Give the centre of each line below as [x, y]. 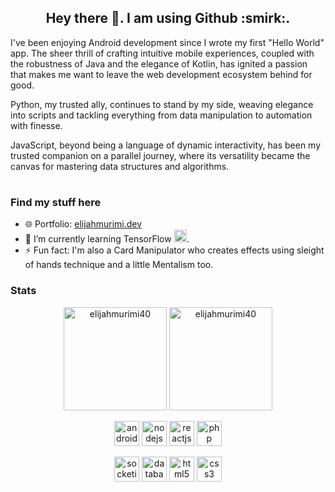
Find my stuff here [56, 202]
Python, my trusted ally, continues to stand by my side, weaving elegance [162, 104]
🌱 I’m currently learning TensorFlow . [107, 239]
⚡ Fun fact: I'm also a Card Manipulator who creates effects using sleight [174, 250]
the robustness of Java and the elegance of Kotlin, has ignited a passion [159, 63]
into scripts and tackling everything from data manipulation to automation [161, 115]
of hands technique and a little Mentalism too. [119, 265]
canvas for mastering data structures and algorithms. [120, 166]
